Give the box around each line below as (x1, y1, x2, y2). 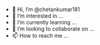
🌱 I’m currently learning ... (12, 19, 77, 26)
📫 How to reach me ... (12, 32, 68, 39)
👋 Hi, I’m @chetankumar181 (12, 6, 81, 13)
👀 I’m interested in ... (12, 12, 64, 19)
